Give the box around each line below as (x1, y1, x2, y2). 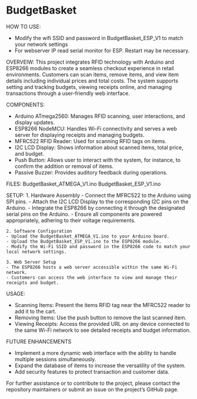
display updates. (14, 118, 55, 126)
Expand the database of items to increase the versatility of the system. (14, 362, 186, 369)
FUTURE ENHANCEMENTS (6, 338, 72, 345)
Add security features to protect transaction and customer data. (14, 368, 169, 375)
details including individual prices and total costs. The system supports (6, 77, 178, 84)
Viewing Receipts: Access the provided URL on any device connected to (14, 320, 190, 327)
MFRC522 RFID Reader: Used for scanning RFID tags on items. (14, 137, 167, 144)
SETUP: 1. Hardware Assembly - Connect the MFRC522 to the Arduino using (6, 192, 191, 199)
